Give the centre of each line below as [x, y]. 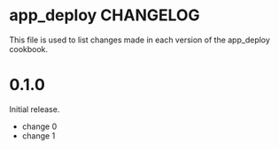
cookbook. [29, 49]
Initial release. [35, 109]
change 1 [39, 135]
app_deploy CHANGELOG [105, 15]
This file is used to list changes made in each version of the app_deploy [139, 40]
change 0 [39, 126]
